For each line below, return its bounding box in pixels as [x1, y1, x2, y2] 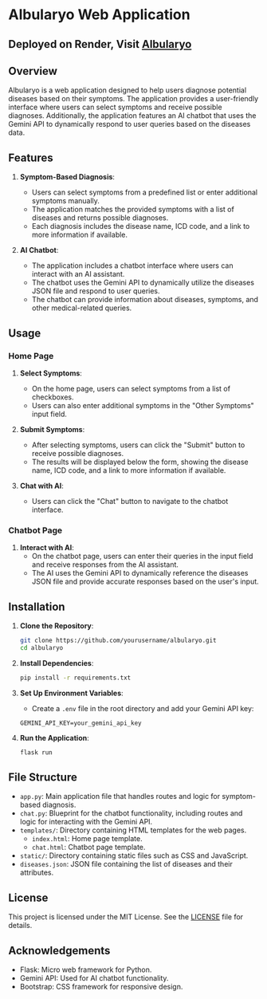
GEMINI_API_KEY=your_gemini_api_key [19, 719, 142, 727]
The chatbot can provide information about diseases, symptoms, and [31, 295, 259, 305]
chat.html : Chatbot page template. [31, 843, 146, 852]
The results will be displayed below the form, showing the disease [31, 457, 249, 466]
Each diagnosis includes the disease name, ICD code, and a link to [31, 222, 250, 231]
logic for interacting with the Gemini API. [19, 817, 153, 827]
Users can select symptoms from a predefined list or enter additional [31, 187, 257, 197]
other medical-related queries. [31, 303, 132, 313]
